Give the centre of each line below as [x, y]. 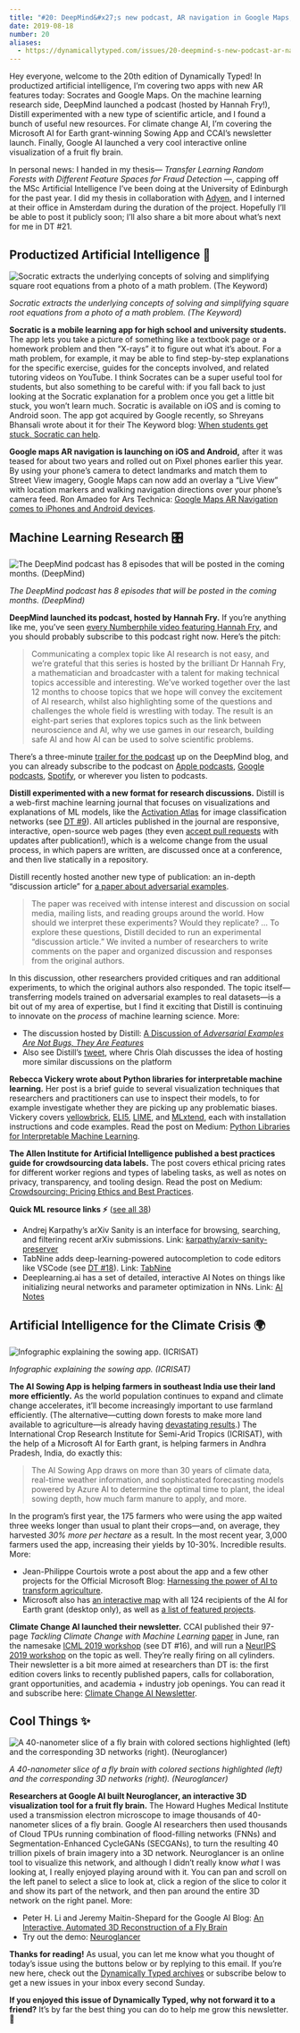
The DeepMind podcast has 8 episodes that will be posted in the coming [143, 590]
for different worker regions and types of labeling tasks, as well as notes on [148, 1172]
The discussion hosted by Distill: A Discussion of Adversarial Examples [153, 1033]
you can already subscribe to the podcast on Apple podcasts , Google [137, 766]
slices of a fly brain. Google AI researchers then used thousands [169, 1825]
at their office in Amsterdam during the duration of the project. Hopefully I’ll [148, 207]
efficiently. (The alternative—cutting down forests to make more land [136, 1414]
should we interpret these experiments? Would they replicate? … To [155, 923]
